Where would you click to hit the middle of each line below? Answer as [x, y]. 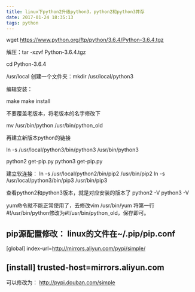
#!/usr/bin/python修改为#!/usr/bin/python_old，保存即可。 [78, 213]
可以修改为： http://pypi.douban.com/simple [61, 282]
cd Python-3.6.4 [26, 64]
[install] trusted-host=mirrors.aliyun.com [85, 267]
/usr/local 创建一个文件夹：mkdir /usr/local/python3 [70, 77]
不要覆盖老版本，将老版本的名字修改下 [53, 114]
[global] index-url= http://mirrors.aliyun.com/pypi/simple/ [76, 248]
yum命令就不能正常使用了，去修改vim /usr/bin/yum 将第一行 [80, 206]
